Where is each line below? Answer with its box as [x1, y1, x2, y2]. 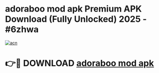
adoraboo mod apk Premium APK [5, 3, 142, 15]
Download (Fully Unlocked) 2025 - [5, 14, 147, 25]
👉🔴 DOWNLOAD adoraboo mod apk [5, 58, 155, 69]
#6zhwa [5, 24, 39, 35]
